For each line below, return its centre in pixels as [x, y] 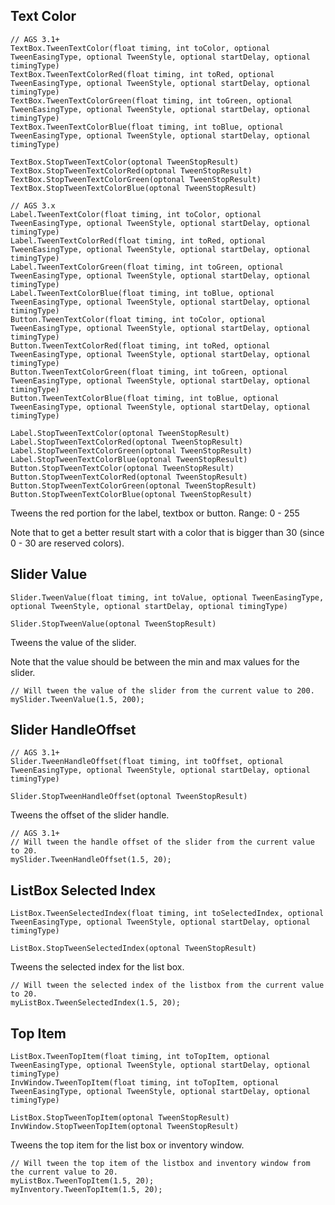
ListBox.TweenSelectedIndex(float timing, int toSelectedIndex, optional [167, 914]
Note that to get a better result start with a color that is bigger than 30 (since [167, 532]
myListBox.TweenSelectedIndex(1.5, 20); [96, 1003]
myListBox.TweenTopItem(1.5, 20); [82, 1181]
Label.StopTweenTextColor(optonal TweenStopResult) [120, 433]
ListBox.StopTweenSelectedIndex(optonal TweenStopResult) [133, 949]
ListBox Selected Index [83, 890]
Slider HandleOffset [73, 730]
